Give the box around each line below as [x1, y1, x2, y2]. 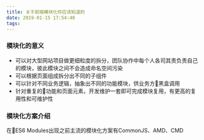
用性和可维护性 [15, 95, 53, 102]
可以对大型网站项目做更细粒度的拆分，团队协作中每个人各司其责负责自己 [15, 56, 198, 64]
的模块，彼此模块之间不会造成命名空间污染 [15, 64, 123, 72]
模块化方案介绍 [6, 111, 51, 120]
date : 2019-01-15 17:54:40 [6, 15, 75, 21]
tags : [6, 20, 20, 26]
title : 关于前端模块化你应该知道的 [6, 9, 85, 15]
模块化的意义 [6, 42, 45, 50]
